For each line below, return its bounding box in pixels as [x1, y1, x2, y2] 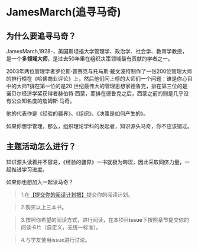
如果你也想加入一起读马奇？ [6, 178, 74, 186]
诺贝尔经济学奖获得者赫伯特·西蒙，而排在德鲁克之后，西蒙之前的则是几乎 [6, 90, 184, 97]
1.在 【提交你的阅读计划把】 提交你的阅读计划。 [20, 191, 134, 198]
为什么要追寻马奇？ [6, 31, 76, 41]
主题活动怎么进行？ [6, 142, 76, 152]
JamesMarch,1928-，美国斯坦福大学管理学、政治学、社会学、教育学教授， [6, 48, 188, 55]
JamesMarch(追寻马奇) [6, 5, 121, 19]
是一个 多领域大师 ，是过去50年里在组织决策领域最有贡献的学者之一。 [6, 55, 173, 62]
